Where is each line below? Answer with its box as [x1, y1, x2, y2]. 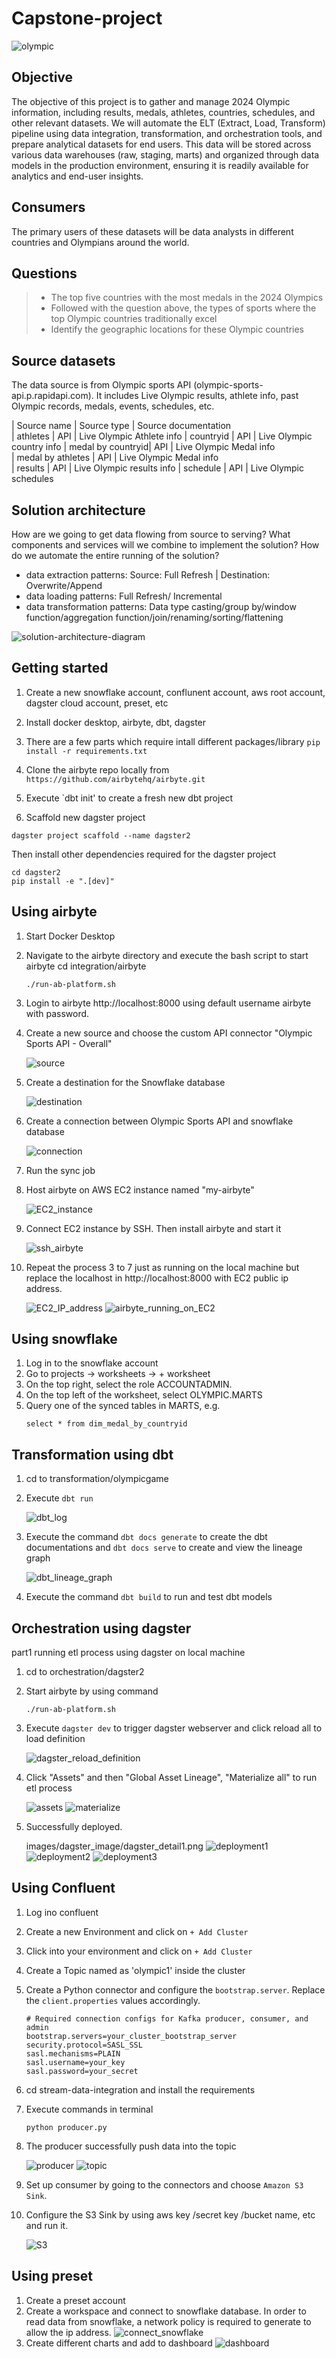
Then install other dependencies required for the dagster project [11, 848, 277, 860]
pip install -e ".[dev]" [11, 876, 115, 886]
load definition [25, 1733, 86, 1745]
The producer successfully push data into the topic [25, 2140, 237, 2152]
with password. [25, 1007, 90, 1019]
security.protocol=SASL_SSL [25, 2040, 143, 2050]
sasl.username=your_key [25, 2057, 126, 2067]
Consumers [11, 199, 86, 216]
